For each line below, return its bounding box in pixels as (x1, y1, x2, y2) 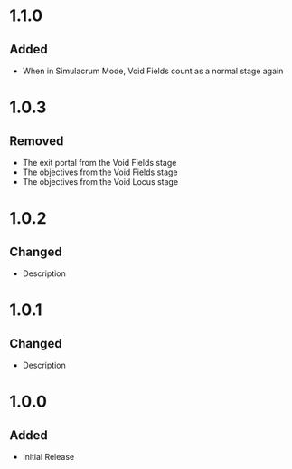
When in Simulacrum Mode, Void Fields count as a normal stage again (22, 65, 284, 76)
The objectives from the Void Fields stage (22, 167, 178, 177)
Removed (9, 133, 64, 148)
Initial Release (22, 452, 75, 462)
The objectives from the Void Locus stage (22, 177, 179, 187)
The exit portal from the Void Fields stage (22, 158, 177, 167)
